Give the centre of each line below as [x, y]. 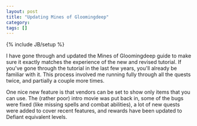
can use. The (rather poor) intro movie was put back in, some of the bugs [95, 98]
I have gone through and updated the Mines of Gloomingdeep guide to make [99, 56]
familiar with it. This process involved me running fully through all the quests [98, 74]
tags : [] [17, 28]
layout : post [22, 11]
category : [18, 22]
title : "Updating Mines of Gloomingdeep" [58, 17]
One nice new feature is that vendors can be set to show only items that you [98, 92]
